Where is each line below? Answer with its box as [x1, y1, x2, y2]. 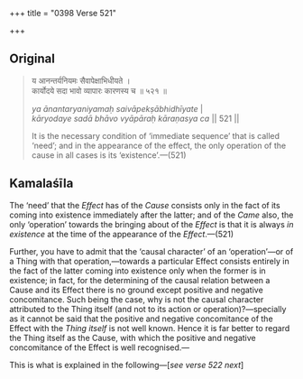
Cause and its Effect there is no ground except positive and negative [9, 284, 263, 295]
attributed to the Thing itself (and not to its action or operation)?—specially [9, 303, 287, 314]
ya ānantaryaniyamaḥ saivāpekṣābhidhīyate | [31, 103, 204, 114]
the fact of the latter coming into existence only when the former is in [9, 265, 266, 276]
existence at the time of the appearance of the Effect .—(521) [9, 228, 234, 239]
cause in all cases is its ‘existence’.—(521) [31, 149, 187, 161]
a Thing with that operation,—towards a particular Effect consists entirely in [9, 255, 290, 266]
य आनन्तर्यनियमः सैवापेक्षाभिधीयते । [31, 75, 131, 86]
